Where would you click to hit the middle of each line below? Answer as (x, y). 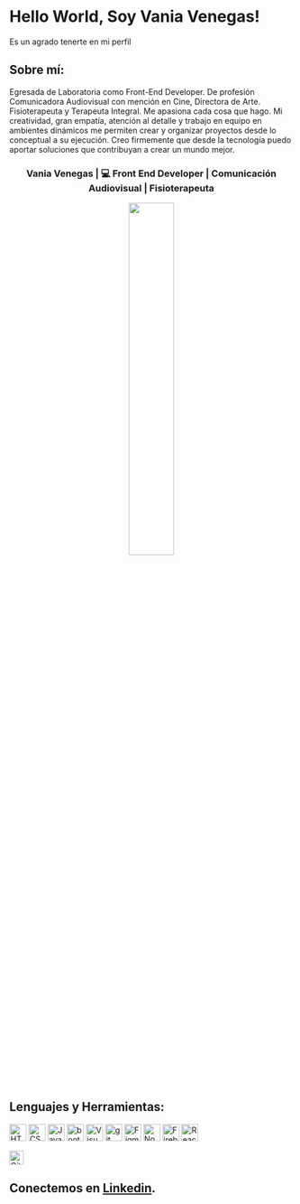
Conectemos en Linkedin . (82, 1188)
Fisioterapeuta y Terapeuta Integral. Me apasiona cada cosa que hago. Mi (146, 111)
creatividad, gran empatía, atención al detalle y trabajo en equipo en (136, 120)
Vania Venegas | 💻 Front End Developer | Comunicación (151, 173)
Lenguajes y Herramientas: (87, 1107)
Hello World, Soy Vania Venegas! (135, 17)
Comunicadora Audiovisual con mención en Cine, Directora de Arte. (135, 101)
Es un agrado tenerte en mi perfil (70, 42)
